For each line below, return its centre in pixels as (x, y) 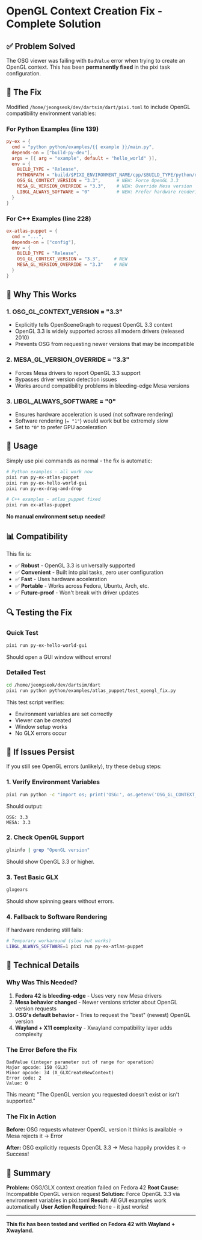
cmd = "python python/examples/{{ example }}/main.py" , (83, 147)
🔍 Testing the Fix (39, 613)
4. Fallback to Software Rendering (57, 916)
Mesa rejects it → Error (35, 1136)
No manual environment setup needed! (56, 517)
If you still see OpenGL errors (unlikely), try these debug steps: (84, 766)
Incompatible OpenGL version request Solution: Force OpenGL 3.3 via (93, 1194)
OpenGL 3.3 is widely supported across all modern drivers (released (99, 331)
